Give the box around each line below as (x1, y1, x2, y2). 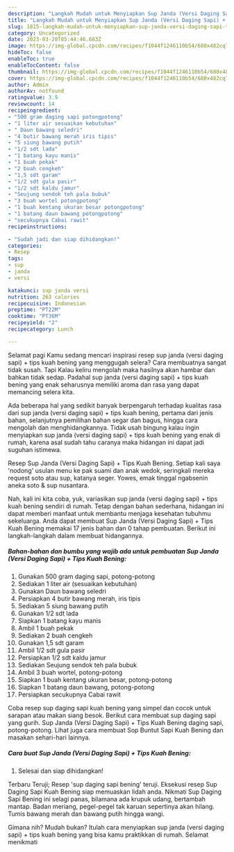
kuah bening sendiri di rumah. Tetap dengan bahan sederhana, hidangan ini (8, 501, 224, 510)
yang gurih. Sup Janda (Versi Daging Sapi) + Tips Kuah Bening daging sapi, (8, 718, 224, 726)
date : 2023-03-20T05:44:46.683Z (8, 36, 101, 43)
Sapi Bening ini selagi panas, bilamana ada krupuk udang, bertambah (8, 794, 206, 803)
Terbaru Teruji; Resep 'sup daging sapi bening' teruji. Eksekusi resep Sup (8, 780, 217, 788)
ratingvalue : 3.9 (8, 94, 58, 101)
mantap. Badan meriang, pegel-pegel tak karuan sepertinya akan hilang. (8, 802, 215, 810)
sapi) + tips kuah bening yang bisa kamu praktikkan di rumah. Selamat (8, 830, 209, 839)
